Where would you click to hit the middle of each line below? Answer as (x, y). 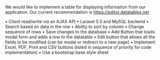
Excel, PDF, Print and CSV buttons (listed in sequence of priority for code (78, 47)
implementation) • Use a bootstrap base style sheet (57, 52)
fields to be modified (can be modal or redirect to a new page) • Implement (80, 42)
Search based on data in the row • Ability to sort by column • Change (75, 27)
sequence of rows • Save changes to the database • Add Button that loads (80, 32)
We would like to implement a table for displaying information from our (75, 7)
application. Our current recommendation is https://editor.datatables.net (77, 12)
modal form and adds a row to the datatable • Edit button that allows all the (80, 37)
